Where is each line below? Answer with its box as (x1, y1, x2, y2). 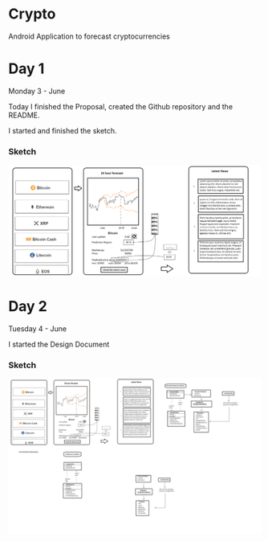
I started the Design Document (8, 339, 110, 350)
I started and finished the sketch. (8, 125, 118, 135)
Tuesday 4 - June (8, 324, 67, 334)
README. (8, 110, 40, 120)
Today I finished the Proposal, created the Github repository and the (8, 101, 233, 111)
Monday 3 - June (8, 86, 66, 96)
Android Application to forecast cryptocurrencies (8, 31, 170, 41)
